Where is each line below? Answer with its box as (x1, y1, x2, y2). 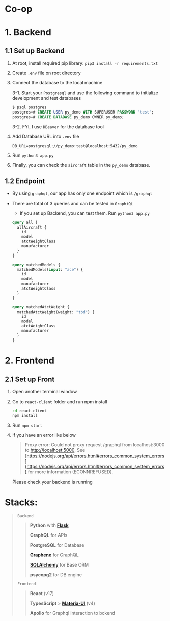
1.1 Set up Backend (5, 46, 65, 55)
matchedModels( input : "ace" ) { (17, 267, 83, 272)
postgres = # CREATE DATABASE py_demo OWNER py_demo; (12, 114, 124, 120)
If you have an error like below (12, 432, 76, 438)
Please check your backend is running (12, 479, 93, 485)
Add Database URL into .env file (12, 133, 79, 139)
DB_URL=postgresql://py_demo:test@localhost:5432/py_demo (12, 143, 138, 148)
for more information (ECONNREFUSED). (27, 469, 114, 475)
